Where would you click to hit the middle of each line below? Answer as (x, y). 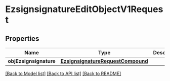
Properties (22, 38)
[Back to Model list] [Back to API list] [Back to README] (63, 73)
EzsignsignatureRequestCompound (104, 61)
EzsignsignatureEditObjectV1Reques (84, 9)
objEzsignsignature (32, 61)
